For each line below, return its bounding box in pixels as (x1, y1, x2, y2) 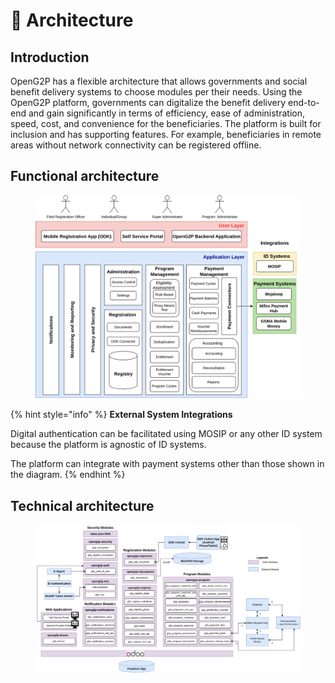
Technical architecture (10, 497, 155, 514)
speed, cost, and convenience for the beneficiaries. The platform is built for (10, 118, 322, 129)
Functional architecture (10, 168, 160, 185)
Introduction (10, 49, 90, 66)
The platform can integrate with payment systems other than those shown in (10, 458, 325, 470)
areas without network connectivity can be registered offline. (10, 139, 262, 151)
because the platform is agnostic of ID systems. (10, 439, 207, 451)
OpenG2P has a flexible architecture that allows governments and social (10, 75, 308, 87)
